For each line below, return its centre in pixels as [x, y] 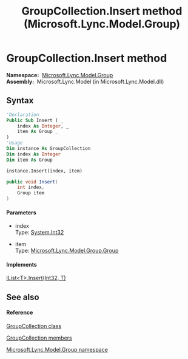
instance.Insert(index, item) [45, 171]
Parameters [21, 212]
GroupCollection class [34, 326]
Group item [31, 193]
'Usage [15, 143]
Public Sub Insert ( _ [35, 120]
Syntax [20, 101]
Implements [22, 264]
